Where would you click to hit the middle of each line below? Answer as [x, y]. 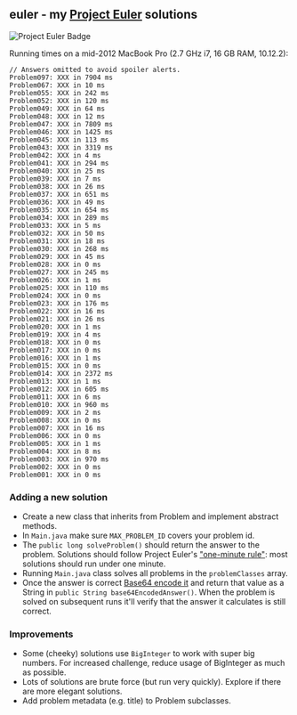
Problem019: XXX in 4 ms [55, 334]
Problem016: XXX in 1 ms [55, 358]
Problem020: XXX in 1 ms [55, 327]
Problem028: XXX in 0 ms [55, 264]
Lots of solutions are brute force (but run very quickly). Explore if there [152, 682]
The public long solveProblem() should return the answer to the [141, 545]
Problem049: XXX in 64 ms [57, 109]
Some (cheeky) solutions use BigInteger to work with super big [138, 654]
